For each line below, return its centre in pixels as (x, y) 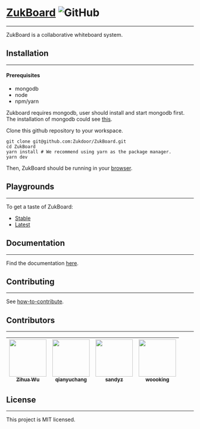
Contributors (31, 320)
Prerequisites (23, 75)
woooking (157, 380)
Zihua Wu (28, 380)
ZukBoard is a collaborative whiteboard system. (65, 34)
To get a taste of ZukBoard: (40, 206)
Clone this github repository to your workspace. (65, 130)
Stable (23, 218)
